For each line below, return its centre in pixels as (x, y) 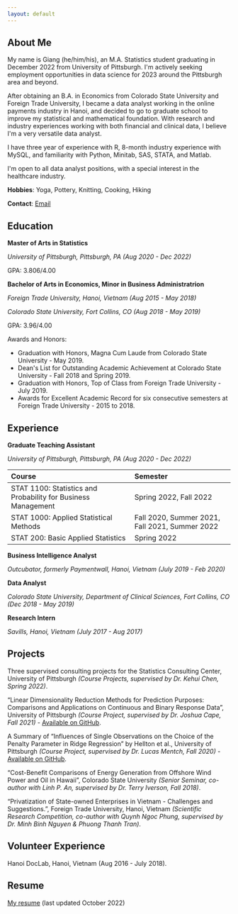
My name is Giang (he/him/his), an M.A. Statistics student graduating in (112, 60)
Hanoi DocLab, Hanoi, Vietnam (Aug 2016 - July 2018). (87, 863)
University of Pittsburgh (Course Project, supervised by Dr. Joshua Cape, (114, 715)
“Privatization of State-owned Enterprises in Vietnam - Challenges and (110, 801)
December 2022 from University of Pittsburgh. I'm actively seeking (105, 67)
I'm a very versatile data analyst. (55, 134)
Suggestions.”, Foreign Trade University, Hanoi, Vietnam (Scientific (104, 808)
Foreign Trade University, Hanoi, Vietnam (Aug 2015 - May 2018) (102, 298)
